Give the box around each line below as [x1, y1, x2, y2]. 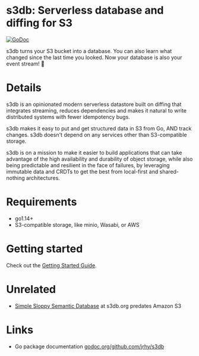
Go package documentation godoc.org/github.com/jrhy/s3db [14, 343, 165, 350]
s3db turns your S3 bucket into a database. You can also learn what [6, 47, 172, 54]
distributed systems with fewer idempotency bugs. [6, 113, 131, 120]
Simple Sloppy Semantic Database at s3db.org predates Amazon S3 [14, 302, 182, 310]
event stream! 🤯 [6, 60, 45, 67]
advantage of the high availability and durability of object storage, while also [6, 155, 193, 163]
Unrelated [6, 282, 56, 296]
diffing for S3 [6, 16, 73, 30]
